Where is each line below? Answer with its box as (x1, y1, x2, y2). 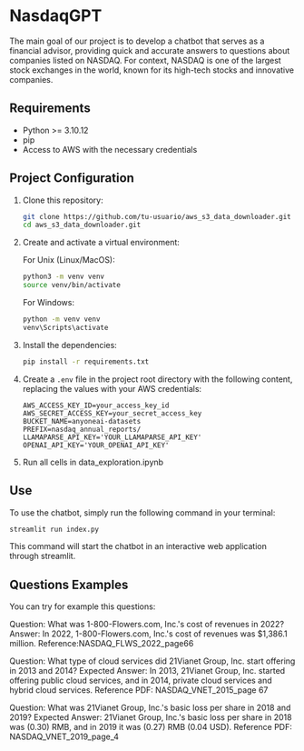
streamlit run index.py (9, 525, 100, 534)
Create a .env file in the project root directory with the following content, (22, 374, 293, 385)
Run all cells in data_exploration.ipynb (22, 456, 164, 467)
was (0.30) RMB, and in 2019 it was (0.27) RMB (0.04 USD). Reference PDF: (9, 722, 293, 733)
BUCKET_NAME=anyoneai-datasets (22, 416, 142, 426)
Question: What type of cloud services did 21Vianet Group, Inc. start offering (9, 656, 296, 666)
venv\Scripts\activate (22, 323, 109, 332)
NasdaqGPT (9, 5, 103, 26)
